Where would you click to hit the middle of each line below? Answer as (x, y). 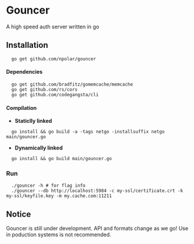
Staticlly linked (33, 121)
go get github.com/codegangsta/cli (55, 95)
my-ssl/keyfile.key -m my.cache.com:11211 (59, 196)
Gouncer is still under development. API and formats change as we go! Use (97, 229)
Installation (27, 45)
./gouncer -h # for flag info (48, 186)
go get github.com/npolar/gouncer (54, 59)
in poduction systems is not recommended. (59, 235)
